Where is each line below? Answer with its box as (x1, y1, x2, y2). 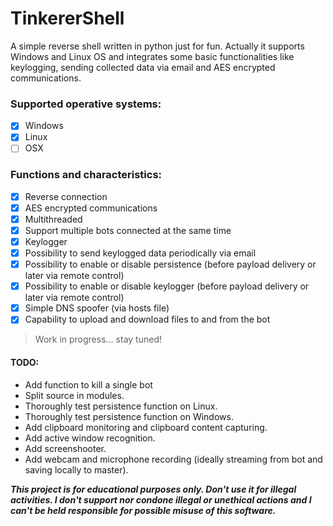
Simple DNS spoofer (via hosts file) (24, 302, 170, 314)
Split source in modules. (24, 389, 125, 401)
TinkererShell (10, 7, 125, 30)
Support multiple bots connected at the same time (24, 224, 232, 236)
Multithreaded (24, 213, 83, 225)
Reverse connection (24, 190, 108, 202)
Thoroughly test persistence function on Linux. (24, 400, 218, 412)
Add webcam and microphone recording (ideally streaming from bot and (24, 453, 323, 465)
